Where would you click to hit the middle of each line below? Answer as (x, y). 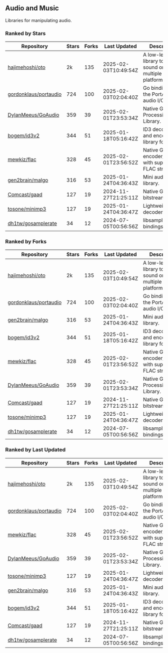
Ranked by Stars (25, 33)
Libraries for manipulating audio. (38, 20)
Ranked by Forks (26, 242)
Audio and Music (32, 8)
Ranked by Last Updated (35, 450)
